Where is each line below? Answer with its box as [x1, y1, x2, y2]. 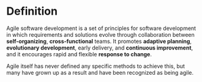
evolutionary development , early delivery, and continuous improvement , [6, 44, 193, 51]
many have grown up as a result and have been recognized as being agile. [6, 69, 194, 76]
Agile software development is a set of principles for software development [6, 24, 196, 32]
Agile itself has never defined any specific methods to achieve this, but [6, 62, 185, 70]
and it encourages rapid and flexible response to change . [6, 50, 152, 58]
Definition [6, 4, 58, 18]
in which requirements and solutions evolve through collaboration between [6, 31, 195, 38]
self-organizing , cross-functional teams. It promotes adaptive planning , [6, 37, 192, 45]
